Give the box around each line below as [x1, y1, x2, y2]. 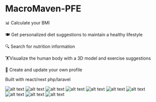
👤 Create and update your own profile [5, 67, 82, 73]
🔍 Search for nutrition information [5, 43, 75, 49]
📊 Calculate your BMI [5, 19, 50, 25]
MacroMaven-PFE [5, 3, 81, 14]
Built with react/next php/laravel [5, 76, 71, 82]
